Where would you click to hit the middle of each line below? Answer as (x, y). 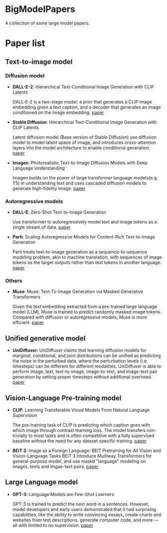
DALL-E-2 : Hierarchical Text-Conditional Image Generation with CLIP (83, 86)
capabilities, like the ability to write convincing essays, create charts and (87, 514)
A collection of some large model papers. (47, 23)
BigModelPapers (40, 9)
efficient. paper (28, 322)
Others (14, 281)
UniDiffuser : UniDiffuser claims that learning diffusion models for (79, 350)
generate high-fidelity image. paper (49, 188)
